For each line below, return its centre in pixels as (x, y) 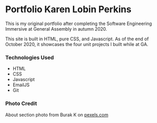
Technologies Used (30, 57)
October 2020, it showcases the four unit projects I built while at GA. (77, 44)
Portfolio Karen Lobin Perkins (68, 9)
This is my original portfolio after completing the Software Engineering (79, 23)
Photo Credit (21, 104)
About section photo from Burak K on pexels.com (57, 115)
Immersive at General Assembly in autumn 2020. (56, 29)
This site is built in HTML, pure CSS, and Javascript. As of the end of (77, 39)
